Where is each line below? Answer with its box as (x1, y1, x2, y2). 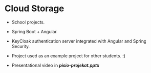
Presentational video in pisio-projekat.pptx (11, 62, 100, 68)
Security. (11, 43, 30, 49)
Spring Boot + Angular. (11, 28, 58, 34)
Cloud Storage (4, 3, 65, 14)
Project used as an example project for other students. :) (11, 52, 126, 59)
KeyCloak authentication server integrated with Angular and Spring (11, 38, 147, 44)
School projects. (11, 19, 45, 25)
